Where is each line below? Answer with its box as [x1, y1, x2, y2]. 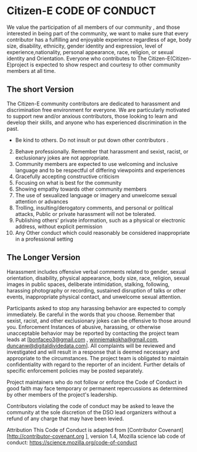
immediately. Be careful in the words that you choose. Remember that [6, 311, 175, 318]
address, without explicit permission [15, 222, 103, 230]
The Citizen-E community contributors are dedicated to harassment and [6, 100, 181, 107]
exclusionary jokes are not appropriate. [15, 154, 110, 161]
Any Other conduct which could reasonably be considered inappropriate [15, 229, 190, 236]
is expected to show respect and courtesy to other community [29, 61, 181, 68]
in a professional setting [15, 235, 74, 242]
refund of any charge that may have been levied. [6, 415, 124, 422]
